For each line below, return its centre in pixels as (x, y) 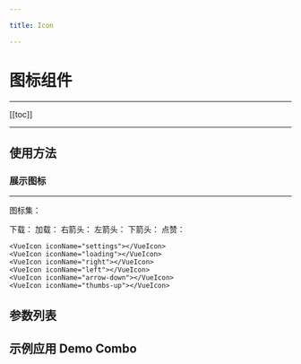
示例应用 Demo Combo (73, 349)
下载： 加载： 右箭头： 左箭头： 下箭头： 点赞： (97, 230)
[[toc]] (21, 114)
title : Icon (31, 25)
